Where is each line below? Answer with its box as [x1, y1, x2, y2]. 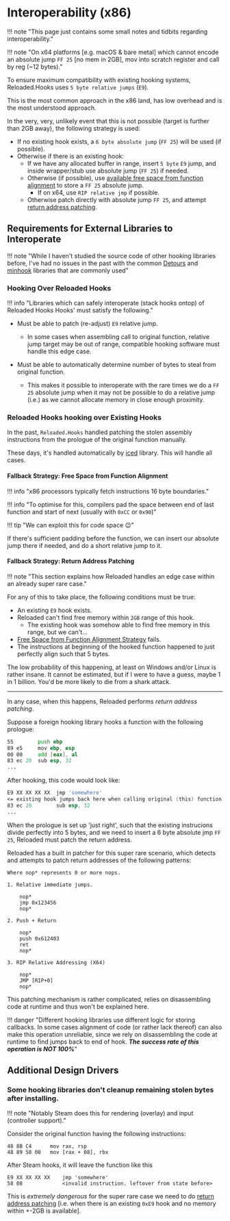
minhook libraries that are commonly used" [7, 266, 129, 275]
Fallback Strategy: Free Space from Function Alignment [7, 471, 168, 480]
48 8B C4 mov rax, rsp [7, 1143, 88, 1150]
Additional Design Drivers [7, 1065, 119, 1077]
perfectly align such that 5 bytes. [16, 649, 110, 658]
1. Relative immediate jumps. [7, 881, 94, 888]
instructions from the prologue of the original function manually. [7, 436, 187, 444]
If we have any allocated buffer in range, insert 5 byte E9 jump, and [27, 159, 217, 167]
